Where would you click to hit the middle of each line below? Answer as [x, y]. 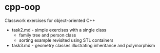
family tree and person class [47, 35]
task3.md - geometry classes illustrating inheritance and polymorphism [83, 45]
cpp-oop [22, 7]
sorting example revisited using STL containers [66, 40]
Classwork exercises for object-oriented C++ [50, 20]
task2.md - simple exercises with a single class [59, 30]
